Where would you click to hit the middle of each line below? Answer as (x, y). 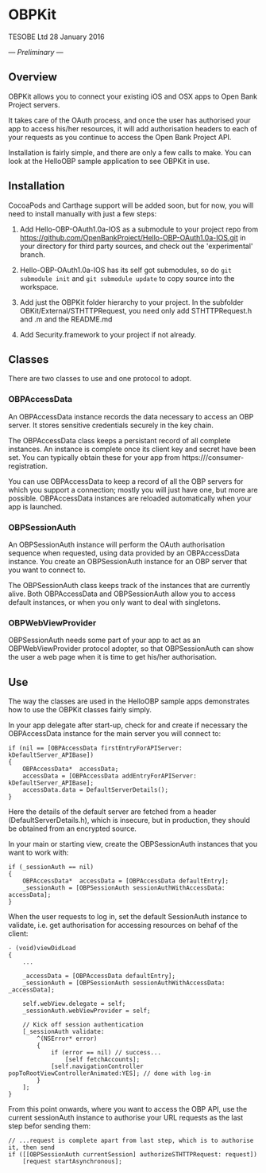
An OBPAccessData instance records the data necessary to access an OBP (131, 416)
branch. (33, 254)
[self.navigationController (97, 1067)
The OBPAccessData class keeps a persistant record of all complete (120, 440)
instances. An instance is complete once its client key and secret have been (132, 449)
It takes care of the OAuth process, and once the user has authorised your (129, 120)
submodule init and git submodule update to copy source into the (127, 278)
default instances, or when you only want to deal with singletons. (114, 602)
